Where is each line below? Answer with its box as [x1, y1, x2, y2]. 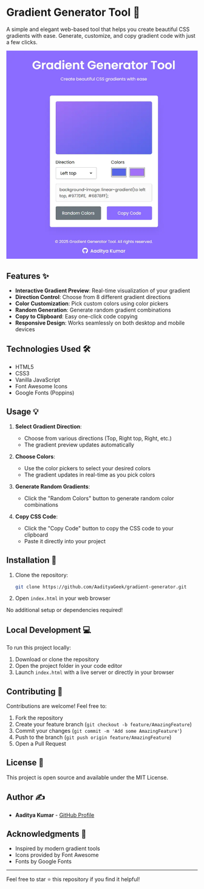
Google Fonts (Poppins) [15, 389, 75, 396]
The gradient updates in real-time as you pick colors [24, 471, 155, 478]
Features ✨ [6, 270, 49, 281]
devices [15, 326, 35, 333]
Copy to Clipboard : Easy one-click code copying [15, 313, 138, 320]
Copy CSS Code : [15, 513, 58, 520]
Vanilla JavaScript [15, 376, 61, 383]
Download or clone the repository [15, 656, 99, 663]
